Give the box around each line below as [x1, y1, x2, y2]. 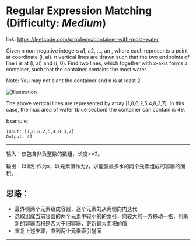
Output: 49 [6, 133, 33, 140]
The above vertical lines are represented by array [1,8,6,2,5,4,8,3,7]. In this [6, 99, 185, 106]
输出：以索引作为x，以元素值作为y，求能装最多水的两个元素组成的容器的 [6, 162, 181, 169]
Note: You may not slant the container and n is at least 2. [6, 77, 142, 84]
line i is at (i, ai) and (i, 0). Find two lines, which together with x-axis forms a [6, 60, 188, 67]
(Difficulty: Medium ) [6, 16, 107, 30]
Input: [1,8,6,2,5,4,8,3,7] [6, 129, 75, 134]
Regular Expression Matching [6, 4, 152, 18]
